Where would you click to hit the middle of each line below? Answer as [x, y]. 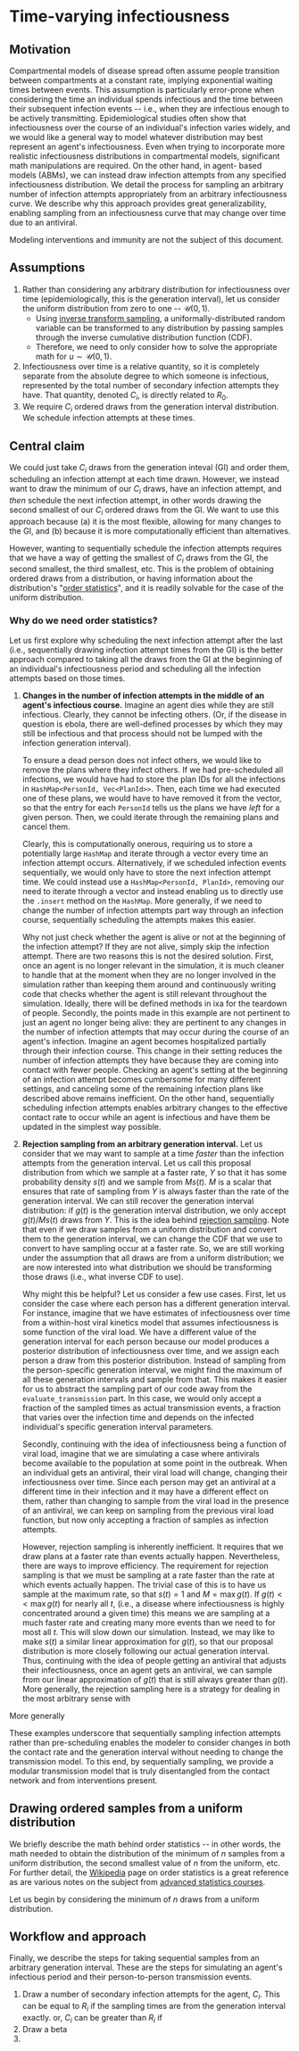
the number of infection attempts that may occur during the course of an [156, 1032]
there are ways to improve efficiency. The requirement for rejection [145, 1565]
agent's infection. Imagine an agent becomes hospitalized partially [144, 1041]
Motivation [40, 50]
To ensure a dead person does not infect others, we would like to [141, 760]
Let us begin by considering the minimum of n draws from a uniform [134, 1899]
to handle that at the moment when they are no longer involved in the [149, 975]
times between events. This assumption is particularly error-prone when [142, 90]
